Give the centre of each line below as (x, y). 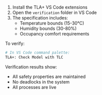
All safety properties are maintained (49, 76)
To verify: (15, 43)
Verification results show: (31, 66)
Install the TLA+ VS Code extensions (50, 7)
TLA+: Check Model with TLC (34, 57)
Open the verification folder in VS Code (54, 12)
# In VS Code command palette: (38, 52)
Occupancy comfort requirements (54, 34)
